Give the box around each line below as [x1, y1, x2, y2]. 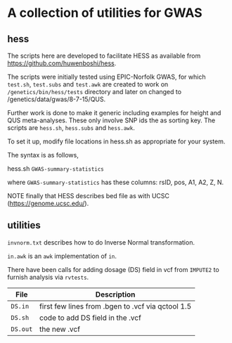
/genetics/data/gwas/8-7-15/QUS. [7, 95, 106, 103]
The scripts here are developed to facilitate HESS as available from [7, 51, 201, 60]
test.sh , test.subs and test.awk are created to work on [7, 80, 169, 89]
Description [95, 290, 136, 299]
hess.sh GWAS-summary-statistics [7, 164, 104, 173]
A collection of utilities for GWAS [7, 5, 202, 21]
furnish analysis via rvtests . [7, 273, 89, 281]
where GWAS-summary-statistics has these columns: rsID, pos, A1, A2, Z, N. [7, 178, 224, 186]
